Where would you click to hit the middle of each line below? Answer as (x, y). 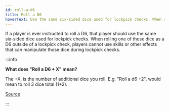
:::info (11, 60)
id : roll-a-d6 (20, 10)
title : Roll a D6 (24, 15)
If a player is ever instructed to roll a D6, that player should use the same (81, 34)
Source (13, 94)
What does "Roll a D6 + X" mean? (41, 69)
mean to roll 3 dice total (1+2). (36, 84)
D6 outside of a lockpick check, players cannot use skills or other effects (81, 44)
